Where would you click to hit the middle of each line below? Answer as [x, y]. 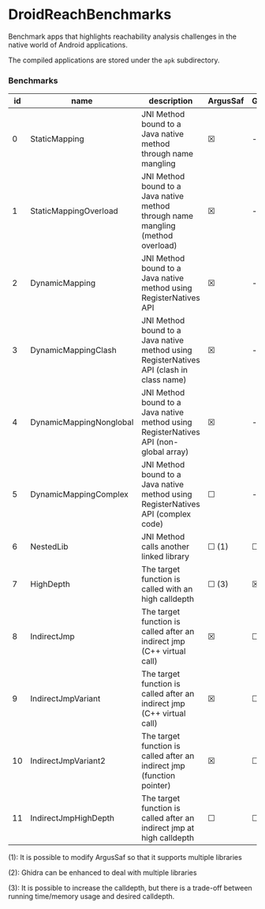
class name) [164, 380]
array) [177, 452]
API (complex [166, 514]
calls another [165, 547]
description [171, 101]
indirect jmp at [168, 828]
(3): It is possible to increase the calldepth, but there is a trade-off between [130, 888]
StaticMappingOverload [74, 211]
